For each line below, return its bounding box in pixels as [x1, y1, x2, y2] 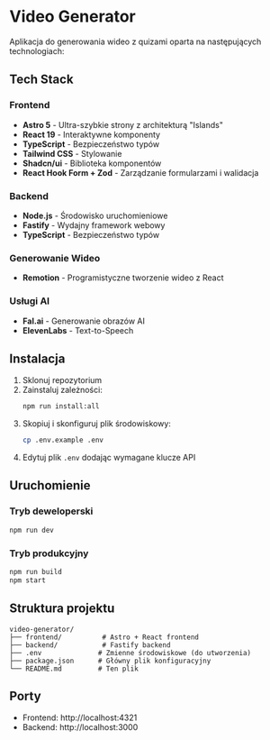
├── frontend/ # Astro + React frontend [9, 633, 200, 642]
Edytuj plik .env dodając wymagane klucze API [22, 452, 196, 463]
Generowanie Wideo [9, 251, 101, 264]
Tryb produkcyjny [9, 547, 89, 560]
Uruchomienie [9, 478, 91, 493]
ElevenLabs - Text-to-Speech [22, 324, 134, 335]
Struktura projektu [9, 601, 115, 617]
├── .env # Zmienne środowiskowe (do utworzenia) [9, 648, 252, 657]
